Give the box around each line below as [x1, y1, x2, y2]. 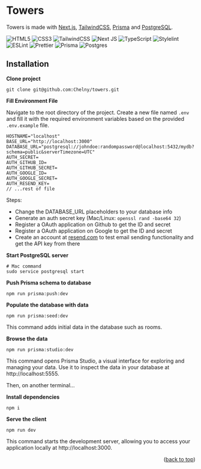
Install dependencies [6, 393, 60, 400]
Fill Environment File [6, 97, 58, 104]
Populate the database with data [6, 301, 89, 308]
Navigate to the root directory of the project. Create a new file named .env [6, 109, 190, 116]
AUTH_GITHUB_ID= [6, 159, 47, 165]
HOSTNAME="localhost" [6, 133, 61, 139]
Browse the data [6, 335, 48, 342]
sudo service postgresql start [6, 268, 85, 274]
